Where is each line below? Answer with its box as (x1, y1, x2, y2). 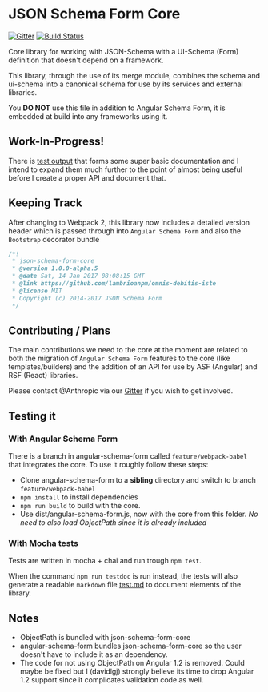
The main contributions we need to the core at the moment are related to (8, 345, 248, 355)
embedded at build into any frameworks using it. (8, 111, 168, 121)
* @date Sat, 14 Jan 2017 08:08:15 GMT (11, 272, 146, 280)
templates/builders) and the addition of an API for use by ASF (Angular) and (8, 362, 258, 372)
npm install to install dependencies (19, 492, 138, 502)
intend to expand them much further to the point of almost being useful (8, 165, 242, 174)
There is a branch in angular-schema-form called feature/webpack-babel (8, 451, 248, 461)
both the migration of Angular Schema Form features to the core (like (8, 353, 230, 364)
